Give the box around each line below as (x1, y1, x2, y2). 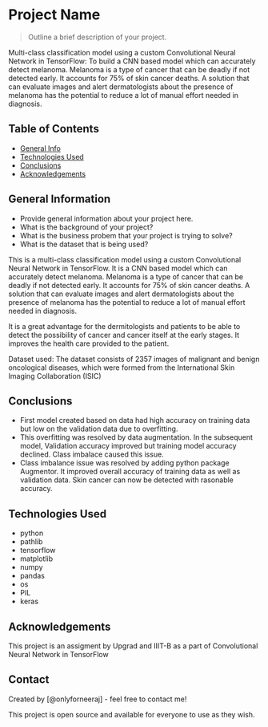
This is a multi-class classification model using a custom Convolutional (8, 254, 242, 264)
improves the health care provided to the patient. (8, 339, 170, 348)
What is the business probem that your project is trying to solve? (19, 230, 234, 240)
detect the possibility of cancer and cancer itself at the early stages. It (8, 330, 240, 339)
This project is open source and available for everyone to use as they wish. (8, 709, 255, 719)
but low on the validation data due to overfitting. (19, 424, 178, 434)
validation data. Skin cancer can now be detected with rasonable (19, 475, 234, 485)
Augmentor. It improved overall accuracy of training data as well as (19, 467, 241, 477)
